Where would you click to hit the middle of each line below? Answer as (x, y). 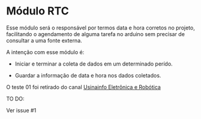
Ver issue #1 (21, 110)
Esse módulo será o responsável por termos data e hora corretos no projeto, (100, 28)
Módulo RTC (37, 11)
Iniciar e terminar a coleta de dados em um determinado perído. (94, 64)
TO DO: (16, 99)
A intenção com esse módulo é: (45, 52)
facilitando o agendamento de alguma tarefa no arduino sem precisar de (95, 34)
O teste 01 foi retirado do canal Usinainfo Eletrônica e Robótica (83, 87)
